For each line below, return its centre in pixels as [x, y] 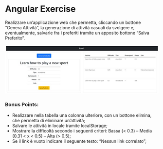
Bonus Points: [22, 105]
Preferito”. [15, 38]
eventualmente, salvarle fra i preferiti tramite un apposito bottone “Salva [77, 33]
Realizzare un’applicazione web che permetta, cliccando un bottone [73, 22]
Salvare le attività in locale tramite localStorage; [60, 126]
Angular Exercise [40, 9]
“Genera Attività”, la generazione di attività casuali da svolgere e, [70, 27]
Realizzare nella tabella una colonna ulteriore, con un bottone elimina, [82, 115]
